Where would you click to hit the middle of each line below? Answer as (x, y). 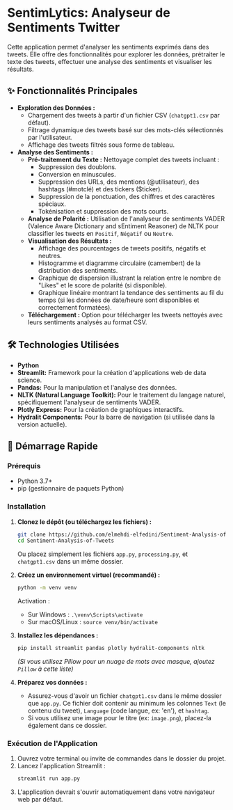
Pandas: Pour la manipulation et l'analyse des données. (97, 387)
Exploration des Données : (56, 108)
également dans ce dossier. (67, 726)
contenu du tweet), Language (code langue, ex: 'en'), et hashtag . (118, 710)
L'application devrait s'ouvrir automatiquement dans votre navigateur (116, 792)
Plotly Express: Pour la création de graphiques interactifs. (101, 409)
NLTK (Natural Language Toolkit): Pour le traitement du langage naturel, (121, 395)
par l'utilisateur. (50, 137)
